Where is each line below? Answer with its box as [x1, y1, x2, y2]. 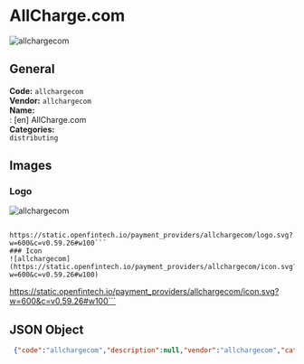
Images [9, 158, 52, 173]
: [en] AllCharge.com [9, 114, 87, 125]
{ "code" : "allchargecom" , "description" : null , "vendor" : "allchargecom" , [13, 346, 281, 355]
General [9, 61, 56, 77]
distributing [9, 133, 59, 143]
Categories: [9, 124, 55, 135]
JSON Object [9, 322, 84, 337]
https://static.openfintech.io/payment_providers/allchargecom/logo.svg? [9, 231, 294, 240]
